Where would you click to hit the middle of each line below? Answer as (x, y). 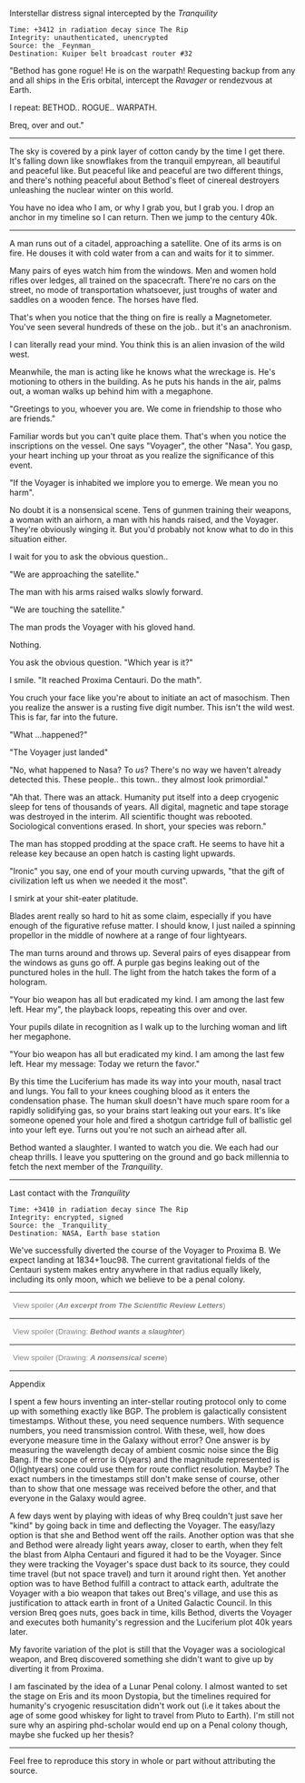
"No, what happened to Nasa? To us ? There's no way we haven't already (145, 770)
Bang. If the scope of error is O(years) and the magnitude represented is (145, 1460)
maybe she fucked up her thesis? (72, 1735)
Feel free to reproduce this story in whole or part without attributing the (143, 1761)
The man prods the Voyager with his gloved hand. (103, 627)
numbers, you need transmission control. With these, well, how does (138, 1430)
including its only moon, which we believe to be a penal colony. (128, 1279)
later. (19, 1632)
